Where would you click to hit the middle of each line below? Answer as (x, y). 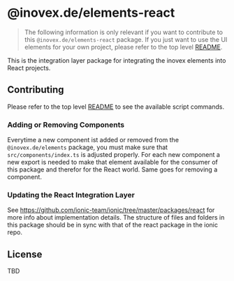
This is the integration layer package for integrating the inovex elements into (117, 60)
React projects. (29, 68)
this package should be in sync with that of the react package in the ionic (113, 225)
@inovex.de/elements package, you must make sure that (88, 147)
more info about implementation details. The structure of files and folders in (116, 218)
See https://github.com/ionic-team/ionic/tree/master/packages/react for (111, 210)
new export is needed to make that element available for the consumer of (113, 162)
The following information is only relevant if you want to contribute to (124, 32)
